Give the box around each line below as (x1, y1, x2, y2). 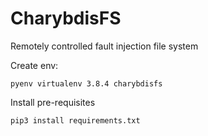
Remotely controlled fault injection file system (10, 40, 199, 52)
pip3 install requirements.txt (10, 115, 141, 126)
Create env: (10, 59, 59, 71)
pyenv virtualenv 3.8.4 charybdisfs (10, 78, 163, 89)
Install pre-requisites (10, 96, 96, 108)
